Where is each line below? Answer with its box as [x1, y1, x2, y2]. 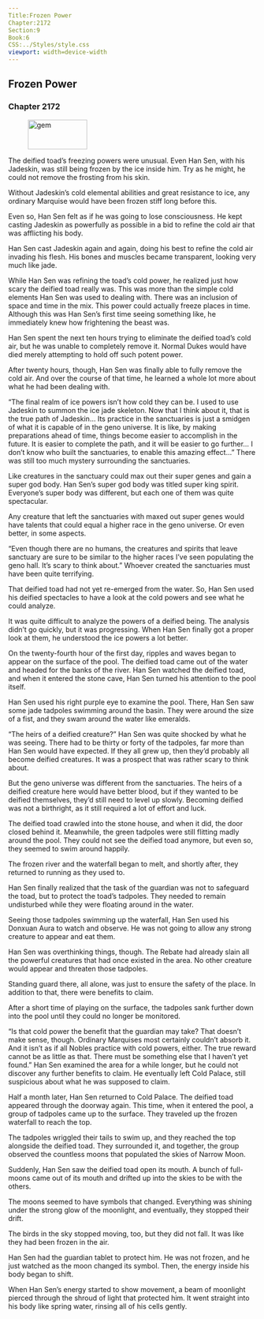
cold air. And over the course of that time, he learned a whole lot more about [8, 373, 256, 383]
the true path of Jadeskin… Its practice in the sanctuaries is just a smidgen [8, 414, 251, 423]
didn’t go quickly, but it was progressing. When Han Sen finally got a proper [8, 625, 255, 634]
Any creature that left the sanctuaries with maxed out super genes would [8, 511, 245, 521]
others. [8, 1182, 32, 1191]
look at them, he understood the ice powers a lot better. [8, 633, 189, 642]
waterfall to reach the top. [8, 1117, 92, 1126]
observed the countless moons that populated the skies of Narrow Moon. [8, 1149, 246, 1159]
